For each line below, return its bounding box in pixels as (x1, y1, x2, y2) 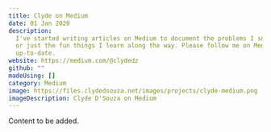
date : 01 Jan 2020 (8, 19, 70, 27)
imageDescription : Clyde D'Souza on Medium (8, 94, 157, 102)
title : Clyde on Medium (8, 11, 89, 20)
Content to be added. (8, 116, 79, 126)
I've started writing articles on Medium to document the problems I (15, 34, 254, 43)
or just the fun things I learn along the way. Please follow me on (15, 42, 251, 50)
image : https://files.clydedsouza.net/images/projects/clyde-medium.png (8, 86, 258, 95)
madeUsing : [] (8, 72, 56, 80)
